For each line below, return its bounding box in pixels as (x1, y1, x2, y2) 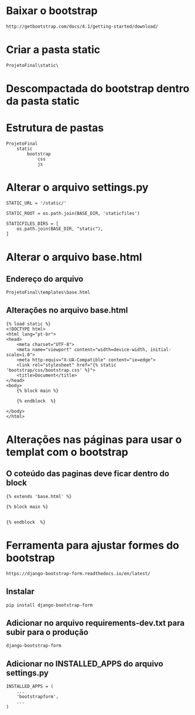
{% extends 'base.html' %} (6, 494, 72, 499)
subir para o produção (6, 627, 89, 637)
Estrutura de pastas (6, 122, 104, 135)
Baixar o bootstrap (6, 4, 98, 18)
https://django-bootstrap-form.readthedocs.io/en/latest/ (6, 570, 150, 576)
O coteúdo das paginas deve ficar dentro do (6, 469, 170, 479)
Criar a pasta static (6, 43, 101, 56)
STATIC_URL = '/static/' (6, 200, 67, 206)
